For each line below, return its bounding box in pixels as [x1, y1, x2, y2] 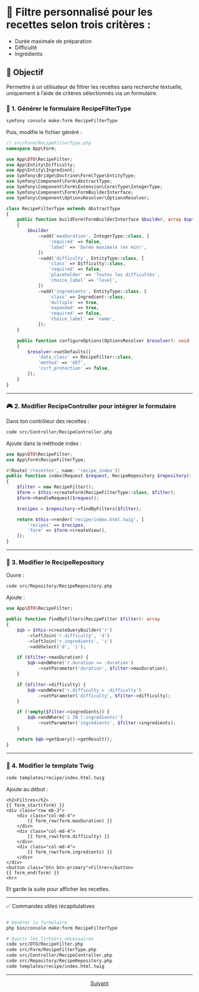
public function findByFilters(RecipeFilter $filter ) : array [6, 616, 161, 622]
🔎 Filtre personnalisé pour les [6, 5, 153, 19]
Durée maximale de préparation [14, 37, 92, 45]
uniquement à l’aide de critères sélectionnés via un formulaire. [6, 89, 158, 97]
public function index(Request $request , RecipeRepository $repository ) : [6, 473, 192, 479]
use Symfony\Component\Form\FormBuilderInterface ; [6, 189, 134, 195]
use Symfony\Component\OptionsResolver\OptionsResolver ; [6, 195, 150, 201]
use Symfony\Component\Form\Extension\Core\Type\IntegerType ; [6, 184, 163, 190]
